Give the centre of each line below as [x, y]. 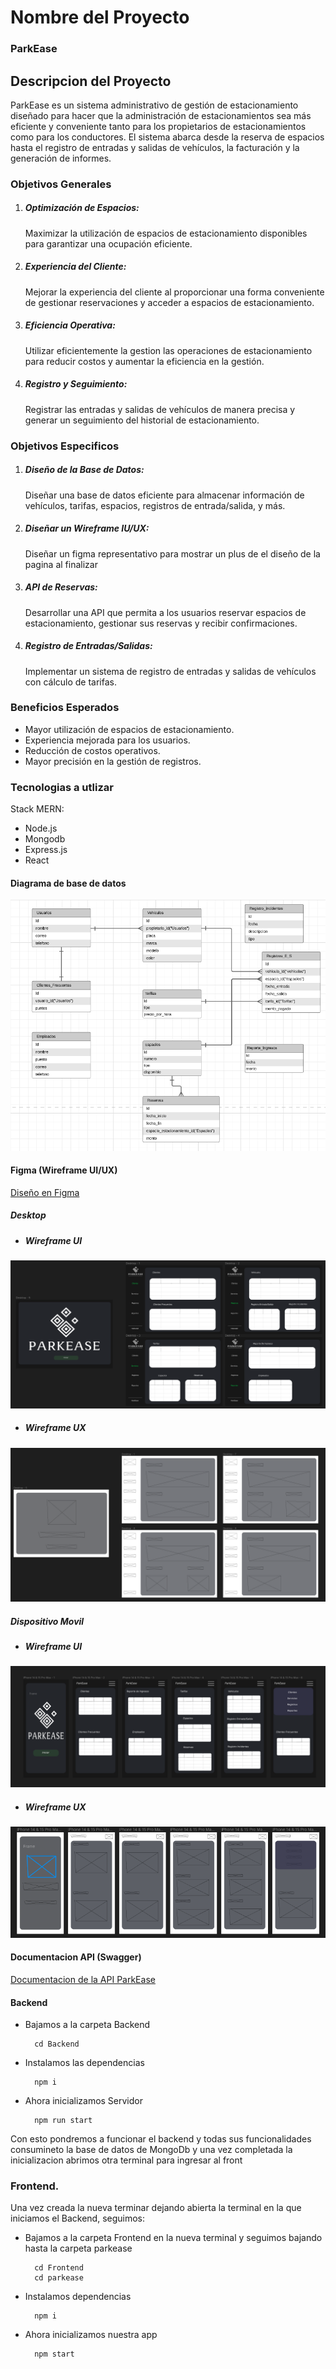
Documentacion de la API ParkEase [83, 1979]
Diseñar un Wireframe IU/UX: [87, 528]
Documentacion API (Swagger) [76, 1957]
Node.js [41, 828]
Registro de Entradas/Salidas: [88, 646]
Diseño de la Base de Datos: [84, 470]
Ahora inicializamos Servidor [83, 2101]
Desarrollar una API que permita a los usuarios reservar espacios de [165, 612]
